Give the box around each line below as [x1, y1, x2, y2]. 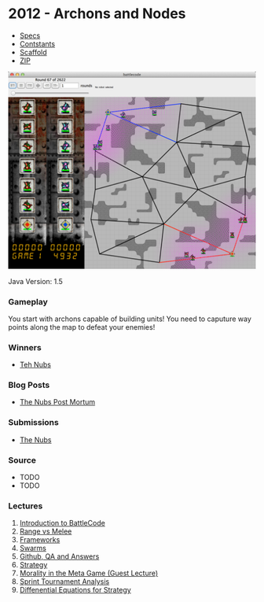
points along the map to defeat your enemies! [8, 322, 156, 331]
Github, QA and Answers [19, 552, 100, 561]
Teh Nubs [19, 360, 51, 370]
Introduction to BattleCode [19, 519, 106, 528]
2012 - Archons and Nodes [8, 5, 186, 23]
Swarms [19, 544, 47, 553]
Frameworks [19, 535, 60, 545]
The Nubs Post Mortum [19, 397, 96, 407]
